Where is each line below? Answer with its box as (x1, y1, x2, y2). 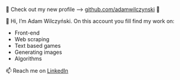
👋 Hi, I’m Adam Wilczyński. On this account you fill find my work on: (5, 18, 175, 24)
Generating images (14, 48, 62, 56)
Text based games (14, 42, 61, 49)
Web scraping (14, 36, 50, 42)
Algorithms (14, 55, 42, 62)
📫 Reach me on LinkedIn (5, 67, 68, 74)
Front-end (14, 29, 40, 36)
